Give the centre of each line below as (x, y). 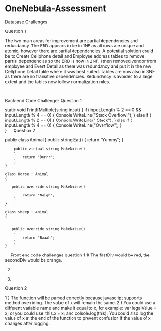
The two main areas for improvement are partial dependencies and (72, 40)
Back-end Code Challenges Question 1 (44, 100)
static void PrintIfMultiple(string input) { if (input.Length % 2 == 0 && (73, 110)
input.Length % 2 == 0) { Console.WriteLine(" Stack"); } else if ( (68, 120)
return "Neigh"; (39, 195)
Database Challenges (26, 22)
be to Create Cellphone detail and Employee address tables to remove (75, 56)
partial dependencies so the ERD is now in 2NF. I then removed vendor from (80, 61)
